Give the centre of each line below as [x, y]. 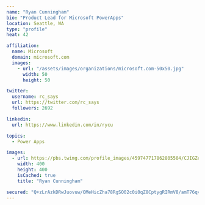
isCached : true [37, 175]
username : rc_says [35, 97]
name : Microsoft [32, 52]
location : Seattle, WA [35, 23]
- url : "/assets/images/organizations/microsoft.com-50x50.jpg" [101, 69]
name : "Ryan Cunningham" [38, 12]
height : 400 [32, 170]
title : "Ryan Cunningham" [50, 181]
